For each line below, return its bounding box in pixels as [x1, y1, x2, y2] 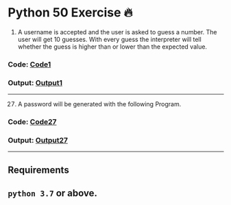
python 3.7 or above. [8, 187, 98, 200]
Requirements [8, 164, 69, 176]
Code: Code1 [8, 60, 51, 69]
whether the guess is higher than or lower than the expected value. [17, 43, 208, 51]
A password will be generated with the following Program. [17, 100, 182, 108]
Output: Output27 [8, 136, 68, 145]
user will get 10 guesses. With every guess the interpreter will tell [17, 35, 202, 43]
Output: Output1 [8, 77, 62, 87]
